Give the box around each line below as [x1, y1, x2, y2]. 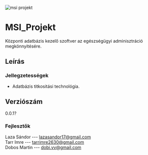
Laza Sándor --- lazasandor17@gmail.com [5, 134, 91, 140]
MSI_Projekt [5, 22, 56, 33]
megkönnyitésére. [5, 43, 42, 49]
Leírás [5, 57, 25, 66]
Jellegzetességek [5, 72, 49, 79]
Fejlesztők [5, 123, 31, 129]
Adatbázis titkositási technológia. [12, 83, 80, 89]
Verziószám [5, 98, 43, 106]
